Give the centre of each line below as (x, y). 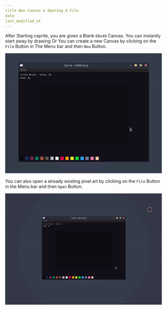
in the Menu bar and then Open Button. (44, 186)
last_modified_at (23, 21)
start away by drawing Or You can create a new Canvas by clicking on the (81, 41)
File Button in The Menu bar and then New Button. (56, 46)
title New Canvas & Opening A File (42, 10)
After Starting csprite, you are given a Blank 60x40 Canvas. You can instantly (83, 36)
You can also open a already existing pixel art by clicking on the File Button (83, 181)
